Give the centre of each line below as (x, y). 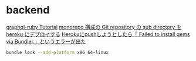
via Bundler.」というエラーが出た (46, 41)
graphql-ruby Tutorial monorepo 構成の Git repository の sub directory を (94, 27)
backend (28, 10)
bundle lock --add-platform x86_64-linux (58, 52)
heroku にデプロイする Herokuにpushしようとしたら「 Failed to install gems (98, 34)
